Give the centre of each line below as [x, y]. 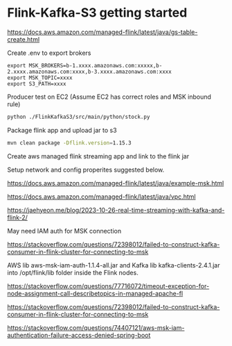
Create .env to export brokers [49, 53]
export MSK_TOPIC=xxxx [40, 78]
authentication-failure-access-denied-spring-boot [79, 335]
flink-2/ [17, 217]
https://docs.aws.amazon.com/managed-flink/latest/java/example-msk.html [116, 183]
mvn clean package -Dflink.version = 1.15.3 [69, 143]
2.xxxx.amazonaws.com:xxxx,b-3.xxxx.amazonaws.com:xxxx [89, 72]
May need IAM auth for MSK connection [64, 231]
